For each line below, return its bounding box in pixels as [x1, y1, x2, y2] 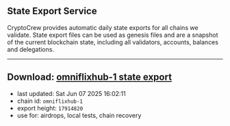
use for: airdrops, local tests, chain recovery [16, 111, 142, 119]
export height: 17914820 [16, 104, 84, 112]
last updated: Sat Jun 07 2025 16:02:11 [16, 89, 126, 97]
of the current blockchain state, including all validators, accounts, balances [7, 37, 219, 46]
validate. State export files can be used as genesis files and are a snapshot [7, 31, 218, 39]
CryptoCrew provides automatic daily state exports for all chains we [7, 23, 199, 31]
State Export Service [7, 5, 97, 17]
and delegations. [7, 45, 55, 53]
